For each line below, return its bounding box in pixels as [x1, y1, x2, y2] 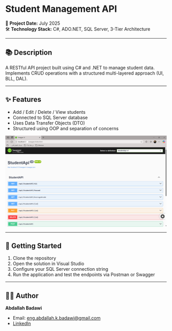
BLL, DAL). [5, 75, 28, 81]
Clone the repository [12, 255, 56, 262]
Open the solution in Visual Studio [12, 260, 84, 267]
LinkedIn [12, 320, 31, 327]
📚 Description [5, 48, 52, 57]
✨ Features [5, 95, 41, 104]
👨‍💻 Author [5, 291, 39, 300]
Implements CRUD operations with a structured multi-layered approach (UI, [5, 70, 164, 76]
